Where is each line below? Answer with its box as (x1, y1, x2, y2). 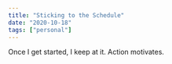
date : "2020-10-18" (8, 19, 72, 27)
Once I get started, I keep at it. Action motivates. (8, 48, 165, 57)
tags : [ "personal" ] (8, 26, 72, 34)
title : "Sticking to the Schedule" (8, 11, 125, 20)
